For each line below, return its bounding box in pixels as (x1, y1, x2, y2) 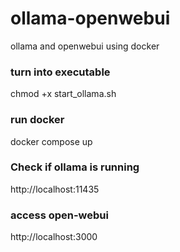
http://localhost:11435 (10, 183, 100, 195)
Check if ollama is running (10, 160, 140, 174)
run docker (10, 113, 65, 127)
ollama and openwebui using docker (10, 40, 160, 52)
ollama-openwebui (10, 7, 171, 30)
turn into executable (10, 65, 111, 79)
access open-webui (10, 208, 109, 222)
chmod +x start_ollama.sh (10, 88, 117, 100)
